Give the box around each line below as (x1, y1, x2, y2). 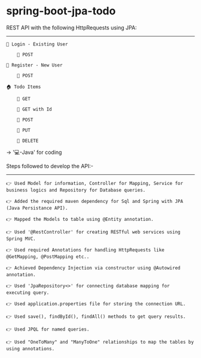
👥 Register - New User (6, 62, 63, 68)
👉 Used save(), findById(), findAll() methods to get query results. (6, 313, 186, 320)
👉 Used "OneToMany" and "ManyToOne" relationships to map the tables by (6, 339, 194, 345)
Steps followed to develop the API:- (6, 162, 94, 169)
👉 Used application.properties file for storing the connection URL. (6, 301, 186, 307)
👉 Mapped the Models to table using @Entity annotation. (6, 216, 154, 222)
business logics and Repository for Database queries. (6, 187, 146, 193)
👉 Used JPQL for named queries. (6, 326, 90, 332)
